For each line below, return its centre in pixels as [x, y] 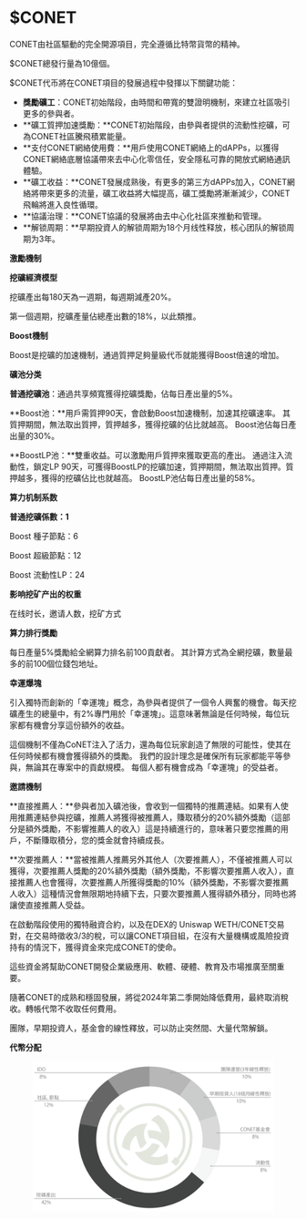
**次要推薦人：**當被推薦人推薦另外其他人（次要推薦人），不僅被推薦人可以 [151, 859]
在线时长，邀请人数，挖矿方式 [65, 613]
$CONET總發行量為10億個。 [62, 63]
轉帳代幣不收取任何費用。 [73, 1009]
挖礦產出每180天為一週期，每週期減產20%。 [93, 297]
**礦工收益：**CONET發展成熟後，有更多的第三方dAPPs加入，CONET [155, 181]
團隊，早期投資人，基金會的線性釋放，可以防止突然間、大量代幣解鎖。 [141, 1028]
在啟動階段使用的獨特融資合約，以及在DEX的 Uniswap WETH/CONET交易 [147, 924]
